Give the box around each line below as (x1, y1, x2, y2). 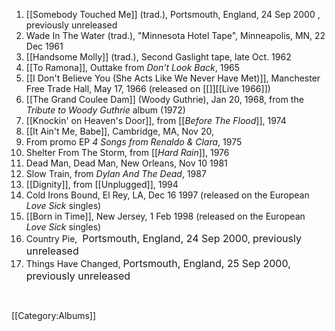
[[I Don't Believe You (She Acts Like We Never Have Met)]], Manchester (25, 72, 321, 84)
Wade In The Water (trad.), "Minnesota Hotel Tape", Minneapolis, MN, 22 (25, 30, 326, 41)
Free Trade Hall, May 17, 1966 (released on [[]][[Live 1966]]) (25, 83, 271, 94)
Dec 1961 (25, 40, 64, 52)
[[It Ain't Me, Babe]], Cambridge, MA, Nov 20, (25, 125, 214, 137)
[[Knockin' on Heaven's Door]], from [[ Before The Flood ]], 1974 (25, 115, 287, 126)
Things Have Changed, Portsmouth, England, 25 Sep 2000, (25, 257, 291, 270)
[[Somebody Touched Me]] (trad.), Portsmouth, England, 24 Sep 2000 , (25, 9, 321, 20)
